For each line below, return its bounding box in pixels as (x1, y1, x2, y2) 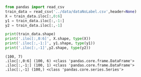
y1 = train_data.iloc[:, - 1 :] (5, 18, 65, 23)
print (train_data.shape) (5, 32, 56, 37)
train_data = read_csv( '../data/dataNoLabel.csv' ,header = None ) (5, 9, 137, 14)
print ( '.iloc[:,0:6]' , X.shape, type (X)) (5, 36, 91, 41)
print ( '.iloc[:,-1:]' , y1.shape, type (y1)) (5, 41, 95, 46)
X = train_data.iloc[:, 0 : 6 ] (5, 14, 63, 19)
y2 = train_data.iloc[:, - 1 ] (5, 23, 63, 28)
